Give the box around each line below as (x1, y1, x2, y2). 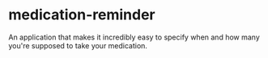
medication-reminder (8, 6, 155, 24)
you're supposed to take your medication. (8, 40, 148, 50)
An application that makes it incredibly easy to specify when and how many (8, 32, 261, 42)
